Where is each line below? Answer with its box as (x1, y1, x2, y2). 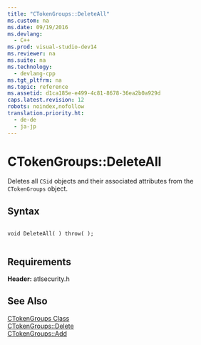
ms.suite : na (7, 57, 46, 64)
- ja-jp (14, 122, 37, 130)
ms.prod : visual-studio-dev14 (7, 43, 98, 51)
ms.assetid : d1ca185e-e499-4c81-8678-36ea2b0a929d (7, 90, 161, 97)
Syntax (7, 205, 40, 217)
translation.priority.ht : (7, 110, 84, 117)
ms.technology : (7, 63, 53, 70)
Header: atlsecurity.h (7, 275, 70, 283)
